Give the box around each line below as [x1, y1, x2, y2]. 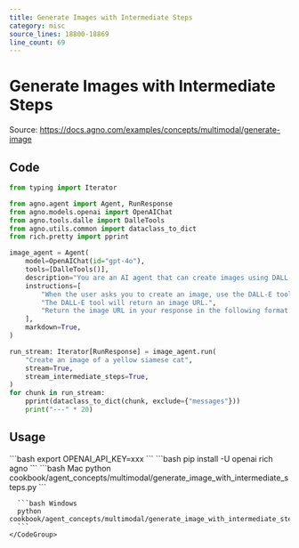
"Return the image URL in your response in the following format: [41, 306, 293, 316]
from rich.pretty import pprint [9, 232, 129, 241]
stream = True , [25, 364, 74, 373]
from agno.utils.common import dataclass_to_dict [9, 224, 198, 233]
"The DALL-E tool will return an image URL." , [41, 298, 217, 307]
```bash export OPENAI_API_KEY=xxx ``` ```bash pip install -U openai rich [9, 453, 273, 463]
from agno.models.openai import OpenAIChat [9, 207, 174, 216]
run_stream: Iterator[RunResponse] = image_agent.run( [9, 347, 217, 356]
